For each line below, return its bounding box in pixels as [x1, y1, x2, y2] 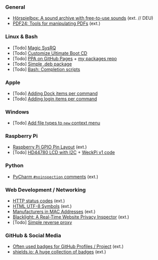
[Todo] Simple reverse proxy [12, 219, 72, 226]
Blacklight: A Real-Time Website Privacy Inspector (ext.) [12, 214, 129, 220]
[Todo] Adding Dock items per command [12, 90, 98, 96]
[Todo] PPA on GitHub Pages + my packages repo [12, 55, 117, 61]
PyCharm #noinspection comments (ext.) [12, 173, 99, 179]
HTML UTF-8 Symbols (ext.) [12, 203, 72, 209]
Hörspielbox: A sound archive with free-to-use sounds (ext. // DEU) [12, 15, 153, 21]
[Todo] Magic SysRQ [12, 45, 56, 51]
